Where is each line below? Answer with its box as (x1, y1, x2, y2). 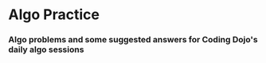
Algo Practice (8, 6, 100, 24)
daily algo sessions (8, 44, 84, 55)
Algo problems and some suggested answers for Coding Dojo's (8, 34, 258, 45)
